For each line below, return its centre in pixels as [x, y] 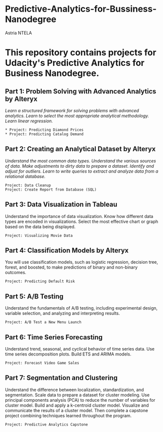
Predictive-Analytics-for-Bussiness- [81, 9]
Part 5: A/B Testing [34, 296]
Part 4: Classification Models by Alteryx [67, 250]
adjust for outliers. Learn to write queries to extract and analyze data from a [82, 171]
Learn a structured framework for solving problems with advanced [72, 110]
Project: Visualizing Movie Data [39, 236]
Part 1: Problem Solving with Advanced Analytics [81, 91]
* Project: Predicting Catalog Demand [44, 134]
